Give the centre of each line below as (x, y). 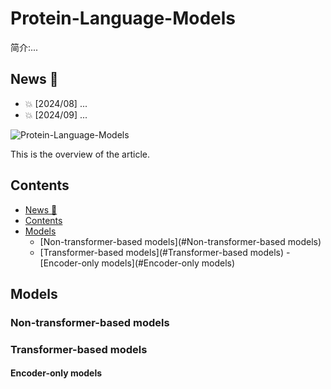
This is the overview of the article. (80, 154)
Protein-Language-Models (123, 18)
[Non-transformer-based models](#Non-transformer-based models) (180, 241)
